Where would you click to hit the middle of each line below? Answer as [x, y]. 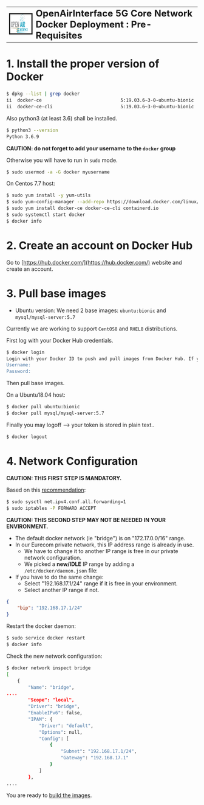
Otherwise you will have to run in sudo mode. [62, 160]
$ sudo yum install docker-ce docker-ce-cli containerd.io [83, 208]
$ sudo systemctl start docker [46, 215]
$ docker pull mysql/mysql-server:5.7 [55, 413]
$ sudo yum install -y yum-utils [49, 195]
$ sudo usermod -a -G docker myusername [58, 172]
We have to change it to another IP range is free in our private [101, 551]
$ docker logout [27, 437]
